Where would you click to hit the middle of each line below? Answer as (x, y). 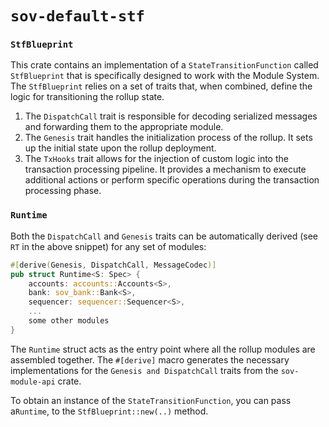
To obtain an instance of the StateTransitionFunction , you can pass (151, 400)
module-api (33, 382)
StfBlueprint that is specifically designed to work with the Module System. (165, 76)
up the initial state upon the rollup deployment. (120, 148)
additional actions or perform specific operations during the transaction (172, 180)
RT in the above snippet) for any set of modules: (108, 246)
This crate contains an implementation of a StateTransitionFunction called (164, 65)
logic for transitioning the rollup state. (87, 97)
